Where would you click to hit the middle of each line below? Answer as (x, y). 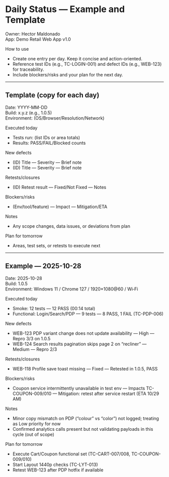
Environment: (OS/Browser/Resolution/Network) (55, 118)
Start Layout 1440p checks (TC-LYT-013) (55, 464)
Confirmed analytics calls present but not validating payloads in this (83, 429)
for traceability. (28, 69)
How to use (17, 49)
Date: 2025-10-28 (24, 278)
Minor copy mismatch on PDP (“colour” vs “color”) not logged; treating (86, 418)
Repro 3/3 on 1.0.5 (31, 338)
